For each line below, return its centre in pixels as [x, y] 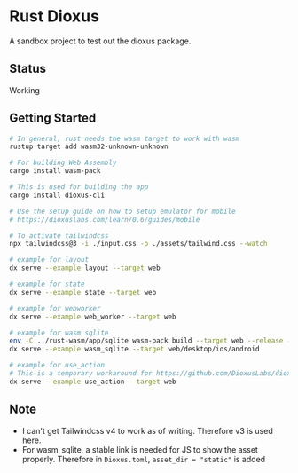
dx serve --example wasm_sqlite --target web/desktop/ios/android [134, 349]
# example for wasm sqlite [59, 333]
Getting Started [53, 118]
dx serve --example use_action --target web [93, 382]
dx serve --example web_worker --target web [93, 317]
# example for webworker [55, 308]
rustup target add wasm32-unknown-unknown [89, 147]
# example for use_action [57, 366]
